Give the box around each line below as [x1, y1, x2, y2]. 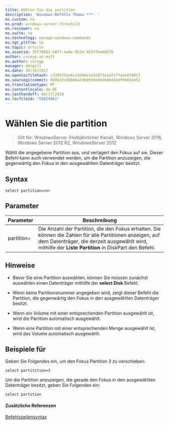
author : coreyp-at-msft [5, 54, 55, 59]
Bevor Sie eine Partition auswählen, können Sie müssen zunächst [12, 275, 148, 281]
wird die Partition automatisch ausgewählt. [12, 315, 101, 321]
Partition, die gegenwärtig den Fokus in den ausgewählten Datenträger [12, 295, 159, 301]
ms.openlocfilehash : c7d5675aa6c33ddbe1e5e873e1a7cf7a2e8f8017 [5, 73, 141, 78]
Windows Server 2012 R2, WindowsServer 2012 [17, 140, 117, 146]
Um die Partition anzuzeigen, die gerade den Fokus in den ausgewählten [5, 377, 156, 383]
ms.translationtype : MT [5, 82, 55, 87]
